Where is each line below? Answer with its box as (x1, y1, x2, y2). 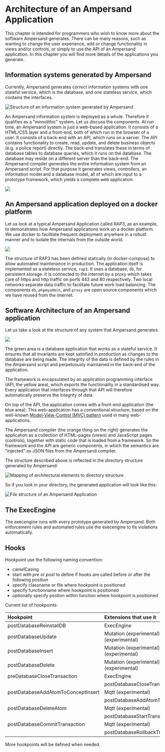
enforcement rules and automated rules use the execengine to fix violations (5, 524, 158, 530)
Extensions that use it (104, 614, 156, 620)
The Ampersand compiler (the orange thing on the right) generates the (5, 427, 148, 433)
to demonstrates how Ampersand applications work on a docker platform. (5, 226, 154, 232)
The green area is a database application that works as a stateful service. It (5, 346, 158, 352)
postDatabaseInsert (7, 647, 53, 654)
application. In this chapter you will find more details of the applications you (5, 51, 158, 57)
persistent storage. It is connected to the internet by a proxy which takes (5, 271, 152, 277)
